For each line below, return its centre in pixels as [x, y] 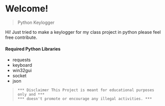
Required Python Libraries [33, 49]
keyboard [22, 65]
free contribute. [21, 37]
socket [19, 76]
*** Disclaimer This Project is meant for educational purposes [86, 90]
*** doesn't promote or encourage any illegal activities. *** [85, 99]
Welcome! [27, 9]
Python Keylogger [36, 22]
